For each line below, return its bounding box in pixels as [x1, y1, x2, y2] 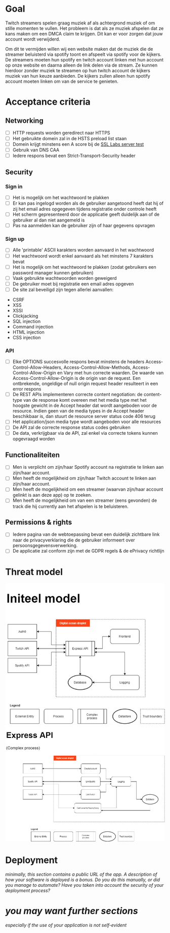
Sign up [5, 236, 25, 243]
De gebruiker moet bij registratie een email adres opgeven [12, 280, 134, 287]
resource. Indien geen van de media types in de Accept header [12, 408, 144, 414]
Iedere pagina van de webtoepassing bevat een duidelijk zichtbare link [12, 531, 160, 537]
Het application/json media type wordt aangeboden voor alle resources [12, 419, 161, 425]
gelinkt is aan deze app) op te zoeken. [12, 492, 92, 498]
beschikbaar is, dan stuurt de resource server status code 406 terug [12, 413, 156, 420]
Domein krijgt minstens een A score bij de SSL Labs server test [12, 141, 144, 147]
